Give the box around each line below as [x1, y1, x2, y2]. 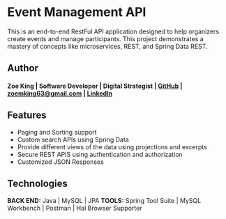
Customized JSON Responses [17, 158, 105, 166]
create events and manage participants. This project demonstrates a [7, 34, 204, 43]
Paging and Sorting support [17, 128, 97, 136]
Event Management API [7, 4, 146, 20]
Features [7, 109, 47, 121]
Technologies [7, 178, 68, 190]
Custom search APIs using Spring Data [17, 135, 129, 144]
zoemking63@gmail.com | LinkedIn [7, 89, 113, 98]
